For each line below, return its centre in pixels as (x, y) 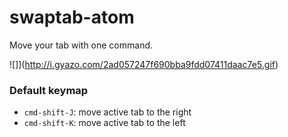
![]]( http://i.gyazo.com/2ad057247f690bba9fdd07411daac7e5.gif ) (144, 64)
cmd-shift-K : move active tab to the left (104, 123)
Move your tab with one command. (81, 45)
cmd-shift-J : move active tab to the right (107, 112)
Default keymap (49, 90)
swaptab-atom (72, 17)
